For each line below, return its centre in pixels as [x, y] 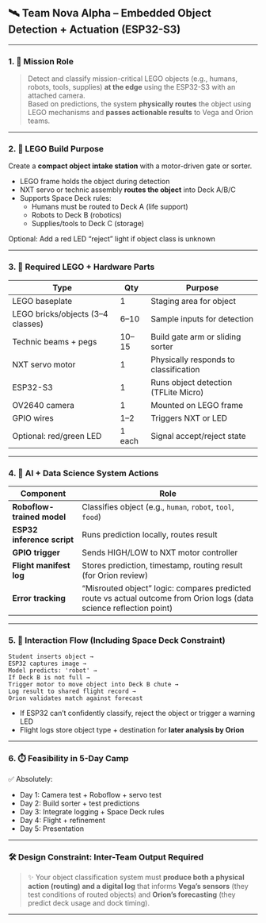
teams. [39, 121]
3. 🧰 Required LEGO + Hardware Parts [82, 267]
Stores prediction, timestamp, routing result [162, 565]
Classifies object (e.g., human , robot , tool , [158, 507]
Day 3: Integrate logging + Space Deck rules [92, 811]
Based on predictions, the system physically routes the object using [139, 104]
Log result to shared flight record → [72, 692]
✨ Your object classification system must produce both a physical [136, 877]
